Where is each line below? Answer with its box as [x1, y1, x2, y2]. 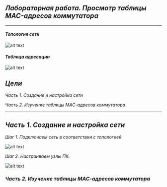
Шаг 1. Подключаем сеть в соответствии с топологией [5, 134, 122, 140]
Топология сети [5, 31, 40, 37]
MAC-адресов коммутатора [5, 12, 98, 20]
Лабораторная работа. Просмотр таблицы [5, 4, 147, 12]
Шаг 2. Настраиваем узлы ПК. [5, 153, 70, 159]
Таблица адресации [5, 54, 50, 60]
